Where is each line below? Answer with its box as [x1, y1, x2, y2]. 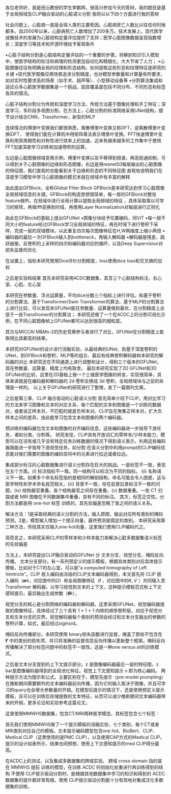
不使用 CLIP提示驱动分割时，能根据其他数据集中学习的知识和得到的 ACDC [11, 770, 165, 777]
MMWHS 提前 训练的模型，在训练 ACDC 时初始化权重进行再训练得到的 [11, 764, 159, 770]
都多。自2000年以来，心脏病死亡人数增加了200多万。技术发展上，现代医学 [5, 28, 163, 34]
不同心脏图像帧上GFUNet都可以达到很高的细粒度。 [18, 318, 125, 324]
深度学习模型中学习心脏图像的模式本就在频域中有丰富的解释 [5, 174, 130, 180]
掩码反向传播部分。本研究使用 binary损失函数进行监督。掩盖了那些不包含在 [5, 631, 163, 637]
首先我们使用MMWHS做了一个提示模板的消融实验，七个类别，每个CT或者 [5, 721, 159, 727]
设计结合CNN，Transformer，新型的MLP [9, 114, 96, 120]
